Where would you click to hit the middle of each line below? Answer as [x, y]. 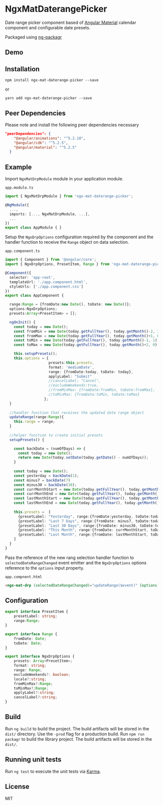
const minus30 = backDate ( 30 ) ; [45, 485]
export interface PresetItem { [37, 612]
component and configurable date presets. [48, 27]
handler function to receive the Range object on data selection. [67, 242]
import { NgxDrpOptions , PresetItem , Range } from [57, 264]
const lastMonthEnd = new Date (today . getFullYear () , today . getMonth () [87, 503]
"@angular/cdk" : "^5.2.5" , [41, 143]
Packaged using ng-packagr [33, 37]
